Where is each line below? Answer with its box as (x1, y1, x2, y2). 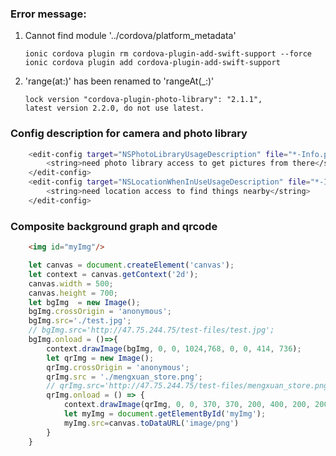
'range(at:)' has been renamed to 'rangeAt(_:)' (24, 75, 215, 87)
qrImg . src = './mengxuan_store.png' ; (46, 372, 203, 382)
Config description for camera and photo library (10, 127, 248, 141)
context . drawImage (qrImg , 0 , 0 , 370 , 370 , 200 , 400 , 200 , (63, 400, 311, 410)
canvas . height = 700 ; (28, 288, 118, 298)
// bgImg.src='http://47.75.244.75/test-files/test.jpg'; (28, 325, 275, 336)
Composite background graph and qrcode (10, 219, 218, 233)
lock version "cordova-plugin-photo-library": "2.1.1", (24, 95, 263, 105)
